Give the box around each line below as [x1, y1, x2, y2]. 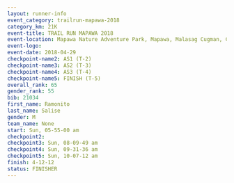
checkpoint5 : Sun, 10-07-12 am [7, 152, 98, 160]
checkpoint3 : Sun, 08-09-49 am [7, 140, 98, 147]
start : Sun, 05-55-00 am [7, 127, 79, 134]
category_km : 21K [7, 23, 58, 30]
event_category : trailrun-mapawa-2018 [7, 17, 120, 24]
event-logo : [7, 42, 42, 49]
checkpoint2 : [7, 133, 45, 140]
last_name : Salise [7, 107, 61, 114]
